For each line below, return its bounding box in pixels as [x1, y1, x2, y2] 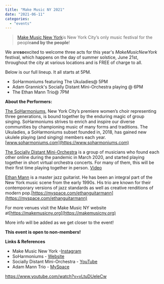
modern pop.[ [5, 190, 33, 196]
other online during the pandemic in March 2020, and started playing [5, 155, 145, 160]
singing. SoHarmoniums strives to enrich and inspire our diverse [5, 119, 135, 125]
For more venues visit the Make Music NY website [5, 205, 107, 211]
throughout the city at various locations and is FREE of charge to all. [5, 60, 142, 65]
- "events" [9, 21, 32, 26]
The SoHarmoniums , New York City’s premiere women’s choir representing [5, 108, 157, 114]
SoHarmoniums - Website [12, 253, 65, 259]
